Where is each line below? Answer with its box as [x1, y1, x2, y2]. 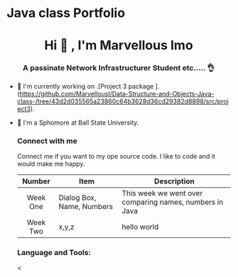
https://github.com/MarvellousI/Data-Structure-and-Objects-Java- [19, 89, 215, 98]
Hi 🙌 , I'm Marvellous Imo [44, 38, 193, 54]
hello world [121, 222, 159, 232]
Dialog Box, [58, 193, 97, 203]
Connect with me [16, 136, 77, 146]
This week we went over [121, 188, 203, 198]
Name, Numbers [58, 201, 114, 211]
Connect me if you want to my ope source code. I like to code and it [16, 152, 216, 160]
